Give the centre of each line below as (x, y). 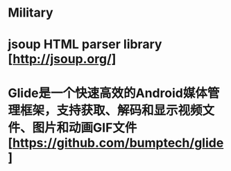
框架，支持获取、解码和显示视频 (112, 110)
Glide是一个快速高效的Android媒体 (108, 93)
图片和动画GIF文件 (85, 128)
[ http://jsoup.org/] (62, 59)
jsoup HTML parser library (85, 45)
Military (31, 13)
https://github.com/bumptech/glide (118, 143)
